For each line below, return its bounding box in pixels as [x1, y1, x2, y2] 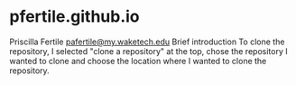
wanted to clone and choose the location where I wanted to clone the [9, 55, 267, 66]
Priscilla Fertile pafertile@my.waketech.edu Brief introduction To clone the [9, 36, 285, 47]
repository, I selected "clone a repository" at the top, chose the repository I [9, 45, 288, 56]
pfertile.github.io [9, 6, 140, 27]
